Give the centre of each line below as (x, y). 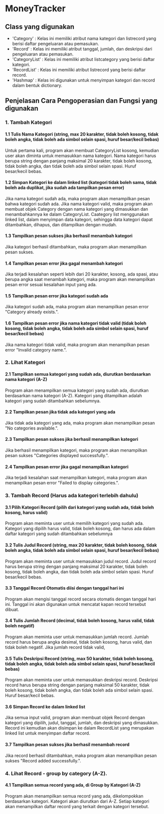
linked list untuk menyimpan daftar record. (48, 733)
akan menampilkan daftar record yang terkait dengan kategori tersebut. (77, 806)
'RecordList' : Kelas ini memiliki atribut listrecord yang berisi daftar (79, 70)
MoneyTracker (35, 9)
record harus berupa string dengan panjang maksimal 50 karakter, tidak (77, 685)
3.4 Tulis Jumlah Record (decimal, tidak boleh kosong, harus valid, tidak (80, 621)
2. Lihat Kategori (25, 362)
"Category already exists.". (32, 312)
